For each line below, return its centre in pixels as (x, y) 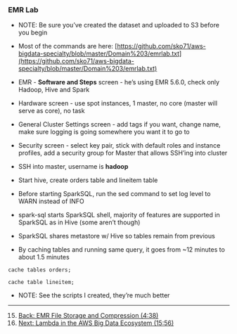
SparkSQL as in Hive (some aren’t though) (79, 222)
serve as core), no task (51, 111)
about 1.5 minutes (44, 257)
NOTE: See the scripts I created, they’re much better (94, 295)
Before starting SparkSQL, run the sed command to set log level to (114, 194)
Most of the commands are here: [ (68, 46)
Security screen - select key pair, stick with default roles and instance (119, 146)
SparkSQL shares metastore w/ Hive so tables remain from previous (116, 236)
